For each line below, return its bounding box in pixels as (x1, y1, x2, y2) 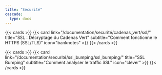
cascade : (5, 12, 23, 17)
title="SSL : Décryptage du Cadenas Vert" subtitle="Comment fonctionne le (5, 35, 157, 40)
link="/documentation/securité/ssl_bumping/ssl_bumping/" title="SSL (5, 55, 145, 60)
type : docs (9, 16, 32, 21)
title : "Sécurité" (5, 7, 42, 12)
